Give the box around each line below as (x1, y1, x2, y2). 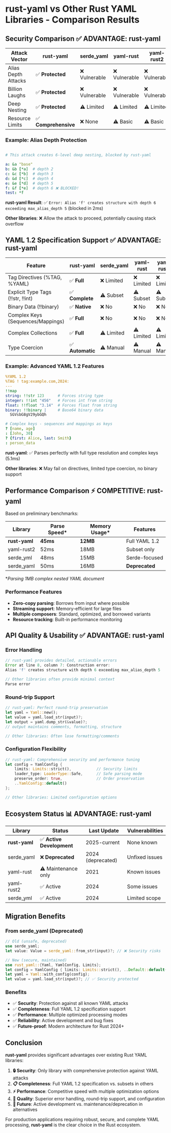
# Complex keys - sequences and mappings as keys (5, 421, 113, 427)
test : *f (5, 190, 24, 196)
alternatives (12, 1106, 38, 1113)
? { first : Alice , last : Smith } (5, 435, 72, 441)
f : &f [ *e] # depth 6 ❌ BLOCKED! (5, 185, 79, 191)
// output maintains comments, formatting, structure (5, 724, 122, 729)
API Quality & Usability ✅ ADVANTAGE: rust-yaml (5, 631, 164, 640)
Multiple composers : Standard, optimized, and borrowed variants (12, 611, 151, 617)
